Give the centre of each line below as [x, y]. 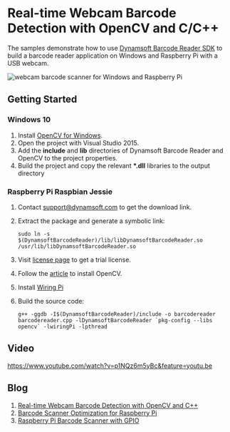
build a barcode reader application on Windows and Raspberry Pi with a [113, 56]
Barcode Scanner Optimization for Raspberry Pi [87, 413]
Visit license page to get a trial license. [74, 259]
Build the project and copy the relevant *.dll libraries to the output [114, 165]
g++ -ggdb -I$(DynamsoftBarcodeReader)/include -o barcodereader [116, 314]
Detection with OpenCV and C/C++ [113, 28]
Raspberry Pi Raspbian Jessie [60, 192]
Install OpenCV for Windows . [60, 135]
